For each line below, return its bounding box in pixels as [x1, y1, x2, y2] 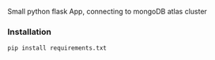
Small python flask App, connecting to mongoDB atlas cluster [7, 7, 207, 16]
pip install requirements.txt [7, 44, 107, 52]
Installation [7, 26, 52, 37]
